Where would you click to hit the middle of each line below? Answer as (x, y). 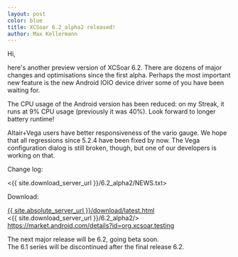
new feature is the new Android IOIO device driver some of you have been (116, 83)
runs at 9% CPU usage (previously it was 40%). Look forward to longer (112, 111)
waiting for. (24, 90)
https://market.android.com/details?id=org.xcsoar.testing (91, 226)
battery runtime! (31, 119)
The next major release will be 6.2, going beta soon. (83, 239)
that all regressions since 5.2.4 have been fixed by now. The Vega (104, 141)
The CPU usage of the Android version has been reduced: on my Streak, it (116, 104)
